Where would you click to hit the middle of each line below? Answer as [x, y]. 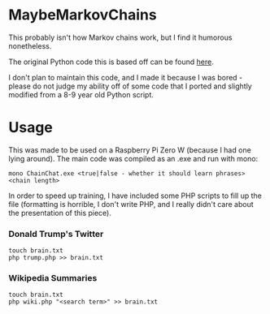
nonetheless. [30, 45]
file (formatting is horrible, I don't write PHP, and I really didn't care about [131, 204]
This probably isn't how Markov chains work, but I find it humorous [120, 37]
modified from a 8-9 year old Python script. [81, 94]
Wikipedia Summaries [53, 278]
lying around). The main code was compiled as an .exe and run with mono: [133, 158]
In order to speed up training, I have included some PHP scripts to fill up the [135, 196]
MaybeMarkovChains [83, 15]
